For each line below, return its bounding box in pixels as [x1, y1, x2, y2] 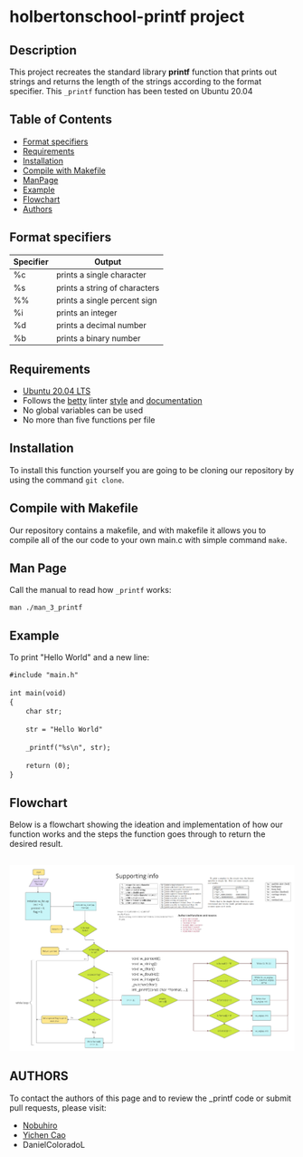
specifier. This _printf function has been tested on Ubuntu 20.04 [9, 86, 253, 96]
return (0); [25, 762, 71, 771]
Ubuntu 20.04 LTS [22, 385, 91, 396]
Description [9, 43, 77, 58]
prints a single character [55, 269, 147, 280]
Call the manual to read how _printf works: [9, 585, 172, 596]
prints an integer [55, 307, 118, 318]
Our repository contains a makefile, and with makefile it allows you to [9, 524, 267, 536]
